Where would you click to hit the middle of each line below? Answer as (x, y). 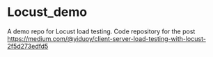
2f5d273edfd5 (28, 46)
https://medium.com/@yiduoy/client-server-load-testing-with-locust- (107, 38)
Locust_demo (47, 12)
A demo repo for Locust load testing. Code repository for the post (101, 31)
